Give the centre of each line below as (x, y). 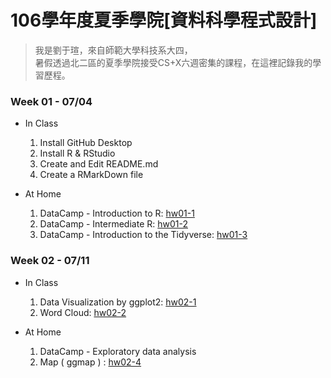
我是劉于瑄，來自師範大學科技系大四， (113, 50)
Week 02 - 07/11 (50, 261)
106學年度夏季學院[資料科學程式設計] (164, 20)
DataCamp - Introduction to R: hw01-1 (117, 213)
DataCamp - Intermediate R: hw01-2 (113, 224)
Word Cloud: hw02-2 (83, 312)
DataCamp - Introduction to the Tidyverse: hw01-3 (143, 235)
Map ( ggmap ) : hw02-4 (90, 362)
